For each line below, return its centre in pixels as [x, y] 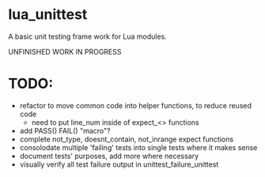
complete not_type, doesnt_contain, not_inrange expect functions [127, 139]
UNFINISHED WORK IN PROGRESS [65, 51]
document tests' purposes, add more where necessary [109, 156]
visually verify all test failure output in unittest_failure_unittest [119, 164]
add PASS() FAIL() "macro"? [65, 130]
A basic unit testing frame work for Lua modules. [88, 36]
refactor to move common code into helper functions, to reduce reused [135, 105]
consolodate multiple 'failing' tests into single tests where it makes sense [138, 147]
